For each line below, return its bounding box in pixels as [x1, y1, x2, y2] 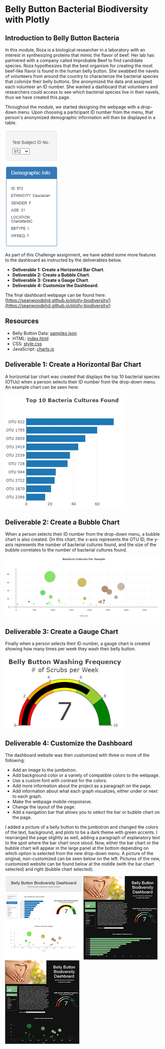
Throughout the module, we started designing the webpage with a [5, 104, 140, 110]
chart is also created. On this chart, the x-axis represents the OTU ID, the [5, 537, 154, 543]
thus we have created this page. [5, 94, 71, 100]
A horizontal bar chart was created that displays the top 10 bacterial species [5, 373, 160, 379]
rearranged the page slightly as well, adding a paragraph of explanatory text [5, 834, 160, 840]
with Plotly [5, 14, 50, 25]
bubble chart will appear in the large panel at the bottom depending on [5, 845, 149, 851]
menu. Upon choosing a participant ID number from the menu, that [17, 109, 153, 115]
